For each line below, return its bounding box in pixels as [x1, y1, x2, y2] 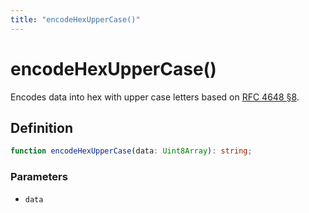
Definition [10, 119, 73, 136]
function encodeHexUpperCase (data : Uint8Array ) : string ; [10, 146, 253, 156]
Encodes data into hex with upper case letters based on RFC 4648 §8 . [10, 91, 300, 103]
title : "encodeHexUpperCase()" [10, 14, 141, 25]
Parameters [10, 170, 68, 184]
